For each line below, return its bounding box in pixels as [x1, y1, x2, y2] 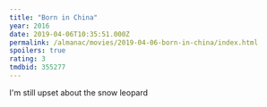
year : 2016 [9, 21, 50, 30]
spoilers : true [9, 46, 66, 55]
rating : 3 [9, 54, 47, 63]
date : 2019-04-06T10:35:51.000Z [9, 29, 130, 38]
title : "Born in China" [9, 12, 99, 22]
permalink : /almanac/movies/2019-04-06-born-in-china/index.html [9, 37, 258, 47]
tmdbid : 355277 [9, 63, 66, 72]
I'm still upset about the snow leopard [9, 86, 149, 98]
